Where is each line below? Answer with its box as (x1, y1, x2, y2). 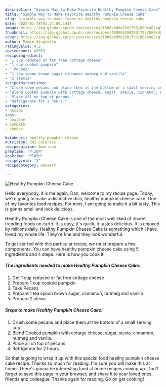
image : (5, 26, 19, 31)
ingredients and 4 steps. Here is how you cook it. (5, 251, 105, 257)
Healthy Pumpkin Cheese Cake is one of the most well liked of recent (5, 215, 146, 221)
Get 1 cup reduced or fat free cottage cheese (12, 275, 104, 281)
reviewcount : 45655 (5, 48, 45, 53)
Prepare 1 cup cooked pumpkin (12, 280, 76, 286)
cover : (5, 35, 19, 40)
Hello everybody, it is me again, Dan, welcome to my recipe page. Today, (5, 190, 154, 196)
